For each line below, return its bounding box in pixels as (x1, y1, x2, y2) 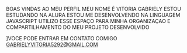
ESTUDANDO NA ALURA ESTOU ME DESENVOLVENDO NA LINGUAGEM (6, 12, 181, 18)
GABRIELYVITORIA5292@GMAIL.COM (6, 41, 98, 48)
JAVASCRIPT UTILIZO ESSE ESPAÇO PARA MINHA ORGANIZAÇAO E (6, 18, 171, 24)
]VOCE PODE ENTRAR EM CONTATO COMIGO (6, 35, 117, 41)
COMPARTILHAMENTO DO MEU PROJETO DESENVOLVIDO (6, 24, 150, 31)
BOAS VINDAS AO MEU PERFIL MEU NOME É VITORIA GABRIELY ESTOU (6, 6, 181, 12)
